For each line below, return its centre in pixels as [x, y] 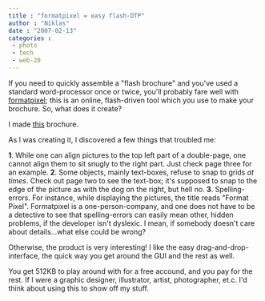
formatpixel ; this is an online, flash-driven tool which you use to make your [131, 100]
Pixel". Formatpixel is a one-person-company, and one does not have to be [132, 206]
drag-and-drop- [223, 247]
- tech [23, 53]
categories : [30, 38]
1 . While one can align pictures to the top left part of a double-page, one [127, 155]
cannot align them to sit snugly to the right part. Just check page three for [130, 163]
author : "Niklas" [39, 23]
